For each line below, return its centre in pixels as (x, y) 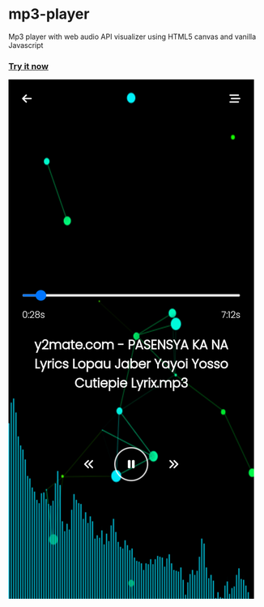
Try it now (28, 66)
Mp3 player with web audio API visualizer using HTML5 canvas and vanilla (132, 37)
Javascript (26, 45)
